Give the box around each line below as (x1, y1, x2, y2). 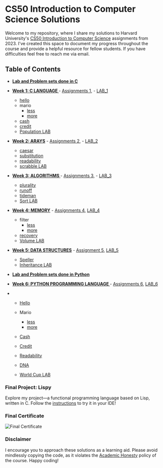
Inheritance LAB (19, 261, 52, 268)
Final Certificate (5, 412, 45, 419)
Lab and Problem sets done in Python (12, 271, 90, 277)
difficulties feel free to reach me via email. (5, 51, 90, 57)
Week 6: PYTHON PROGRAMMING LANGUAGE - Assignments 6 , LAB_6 (12, 281, 158, 286)
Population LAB (19, 129, 51, 134)
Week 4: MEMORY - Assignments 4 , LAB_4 (12, 207, 100, 213)
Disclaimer (5, 436, 31, 442)
